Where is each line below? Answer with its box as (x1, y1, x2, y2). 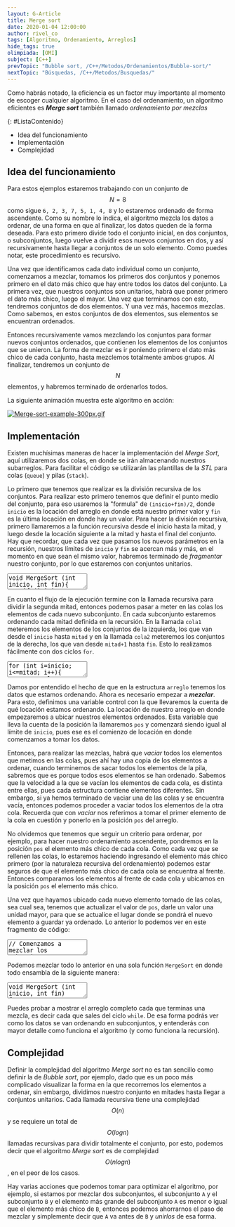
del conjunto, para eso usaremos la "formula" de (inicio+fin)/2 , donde (7, 500, 215, 508)
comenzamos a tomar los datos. (7, 735, 100, 744)
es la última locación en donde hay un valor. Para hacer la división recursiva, (7, 514, 229, 524)
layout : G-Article (7, 10, 61, 18)
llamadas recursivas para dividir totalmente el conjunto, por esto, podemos (7, 1139, 224, 1148)
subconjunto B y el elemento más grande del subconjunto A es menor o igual (7, 1197, 228, 1205)
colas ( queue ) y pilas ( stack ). (7, 472, 89, 480)
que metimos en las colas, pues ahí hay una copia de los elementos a (7, 756, 208, 765)
